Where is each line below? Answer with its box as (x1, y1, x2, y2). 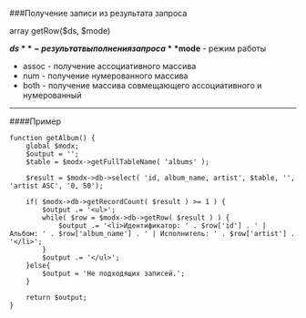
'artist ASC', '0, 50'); (9, 181, 104, 190)
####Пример (9, 116, 62, 127)
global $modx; (25, 141, 79, 150)
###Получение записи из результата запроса (9, 8, 188, 18)
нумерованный (22, 90, 82, 100)
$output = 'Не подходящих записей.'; (42, 269, 185, 278)
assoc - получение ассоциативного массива (22, 61, 197, 71)
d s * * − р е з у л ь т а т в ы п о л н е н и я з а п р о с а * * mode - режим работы (9, 43, 267, 54)
